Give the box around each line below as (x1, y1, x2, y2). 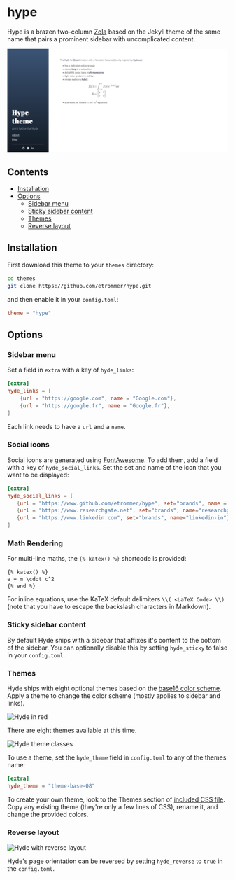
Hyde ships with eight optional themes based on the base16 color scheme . (7, 684, 222, 692)
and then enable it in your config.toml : (7, 295, 119, 303)
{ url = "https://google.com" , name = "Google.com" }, (20, 395, 177, 402)
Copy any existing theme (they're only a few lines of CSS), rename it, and (7, 802, 218, 811)
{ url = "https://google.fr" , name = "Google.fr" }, (20, 402, 171, 410)
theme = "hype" (7, 309, 52, 316)
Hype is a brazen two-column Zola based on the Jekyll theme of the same (7, 27, 221, 36)
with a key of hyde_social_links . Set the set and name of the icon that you (7, 463, 222, 471)
